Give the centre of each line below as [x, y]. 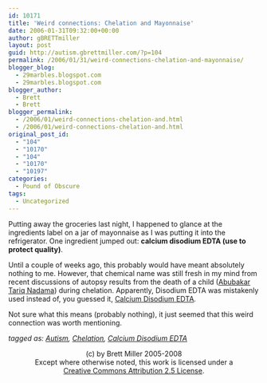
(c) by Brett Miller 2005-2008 [134, 353]
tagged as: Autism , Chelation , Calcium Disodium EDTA [98, 338]
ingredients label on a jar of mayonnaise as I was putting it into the [117, 232]
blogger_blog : [32, 68]
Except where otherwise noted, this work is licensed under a [134, 362]
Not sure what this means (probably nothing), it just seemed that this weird [131, 314]
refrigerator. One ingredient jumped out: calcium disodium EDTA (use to [127, 241]
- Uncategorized [42, 201]
